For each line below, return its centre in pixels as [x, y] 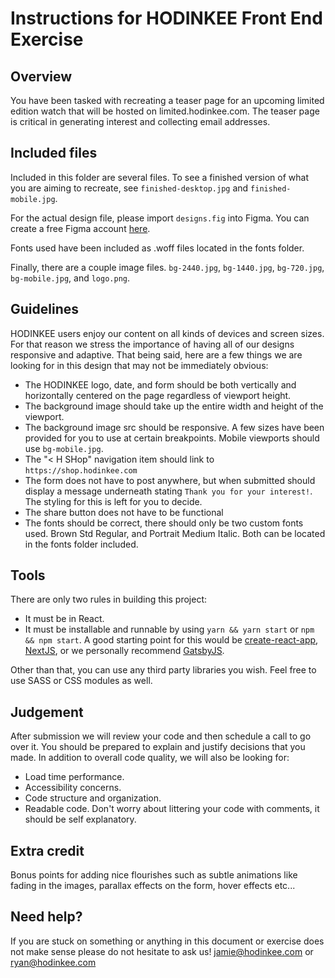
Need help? [46, 917]
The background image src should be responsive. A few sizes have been [174, 427]
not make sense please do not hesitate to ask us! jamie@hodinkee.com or [162, 951]
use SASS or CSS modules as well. [81, 681]
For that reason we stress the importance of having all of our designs [152, 344]
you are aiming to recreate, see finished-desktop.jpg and [129, 188]
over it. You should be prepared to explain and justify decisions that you [158, 747]
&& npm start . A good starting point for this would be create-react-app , [171, 640]
